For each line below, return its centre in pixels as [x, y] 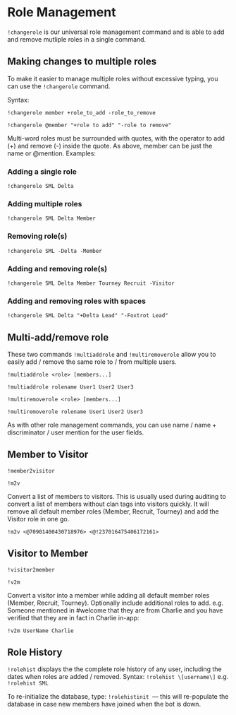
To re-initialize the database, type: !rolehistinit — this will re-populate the [118, 697]
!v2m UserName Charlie [41, 631]
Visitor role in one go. [38, 519]
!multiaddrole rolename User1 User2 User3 [70, 387]
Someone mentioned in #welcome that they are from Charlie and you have [115, 610]
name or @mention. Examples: [52, 153]
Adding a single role [42, 172]
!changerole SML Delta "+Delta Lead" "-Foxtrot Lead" [88, 316]
